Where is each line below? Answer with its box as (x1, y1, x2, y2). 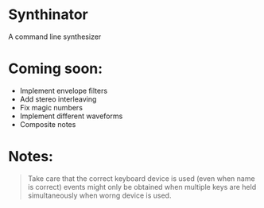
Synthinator (8, 6, 89, 24)
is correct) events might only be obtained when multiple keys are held (27, 182, 257, 191)
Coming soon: (8, 60, 103, 78)
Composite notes (19, 119, 76, 129)
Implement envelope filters (19, 86, 108, 95)
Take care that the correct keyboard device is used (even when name (27, 173, 256, 183)
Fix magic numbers (19, 102, 83, 112)
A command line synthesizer (8, 32, 102, 41)
